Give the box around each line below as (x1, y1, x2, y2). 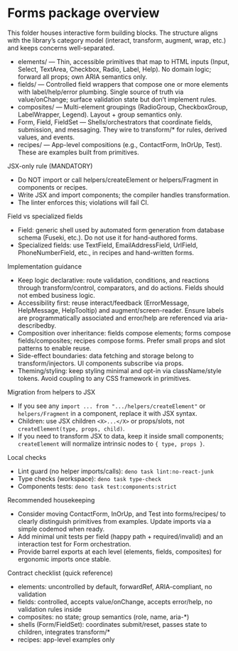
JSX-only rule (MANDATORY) (7, 161, 93, 170)
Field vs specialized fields (7, 212, 83, 220)
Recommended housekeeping (7, 495, 95, 504)
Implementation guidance (7, 262, 82, 271)
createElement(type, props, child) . (17, 424, 126, 433)
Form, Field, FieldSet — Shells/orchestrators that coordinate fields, (17, 117, 213, 126)
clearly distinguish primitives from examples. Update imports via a (17, 517, 212, 525)
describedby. (17, 321, 57, 330)
